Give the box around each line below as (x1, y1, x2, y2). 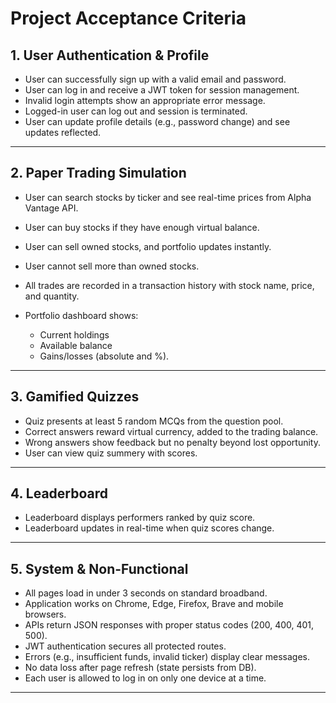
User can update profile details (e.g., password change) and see (24, 116, 291, 127)
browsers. (24, 608, 67, 621)
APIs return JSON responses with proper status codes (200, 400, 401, (24, 619, 315, 631)
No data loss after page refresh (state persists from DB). (24, 662, 257, 674)
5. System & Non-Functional (10, 560, 189, 577)
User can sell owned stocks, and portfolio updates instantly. (24, 240, 272, 252)
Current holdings (39, 328, 110, 341)
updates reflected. (24, 127, 102, 138)
